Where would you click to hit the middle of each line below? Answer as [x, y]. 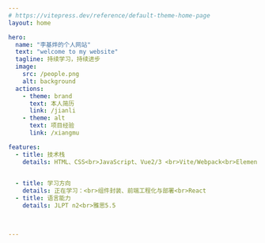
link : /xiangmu [54, 133]
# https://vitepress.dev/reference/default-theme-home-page [110, 15]
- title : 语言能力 [43, 199]
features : [25, 147]
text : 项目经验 [52, 126]
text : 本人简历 [52, 104]
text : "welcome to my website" [67, 52]
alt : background [49, 81]
